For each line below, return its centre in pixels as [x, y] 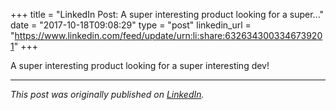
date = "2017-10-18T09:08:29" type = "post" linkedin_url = [131, 25]
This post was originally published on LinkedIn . [107, 94]
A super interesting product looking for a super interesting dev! [140, 65]
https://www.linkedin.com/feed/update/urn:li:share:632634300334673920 [168, 35]
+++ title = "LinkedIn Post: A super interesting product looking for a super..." [167, 14]
